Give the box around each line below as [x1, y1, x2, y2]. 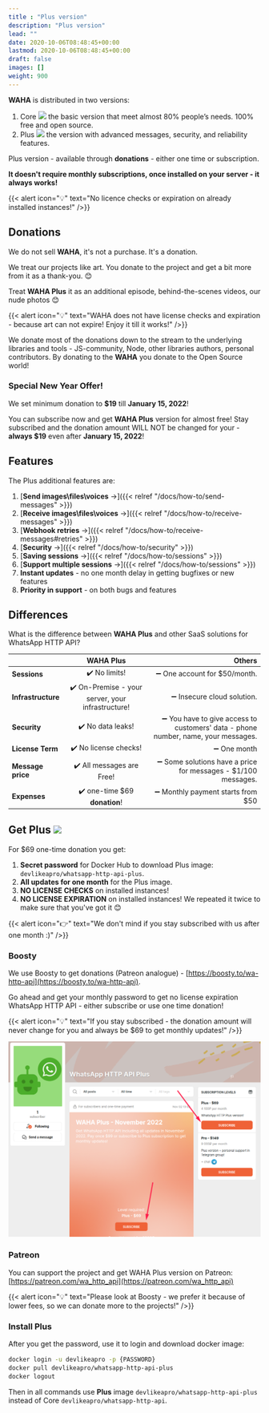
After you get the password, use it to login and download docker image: [8, 1338, 244, 1348]
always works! [8, 177, 58, 188]
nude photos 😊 [8, 295, 60, 305]
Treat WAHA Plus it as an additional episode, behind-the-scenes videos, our [8, 286, 261, 296]
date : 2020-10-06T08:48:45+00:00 [8, 38, 120, 46]
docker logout [8, 1372, 56, 1380]
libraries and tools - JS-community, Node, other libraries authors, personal [8, 343, 255, 353]
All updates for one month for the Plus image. [19, 877, 173, 886]
